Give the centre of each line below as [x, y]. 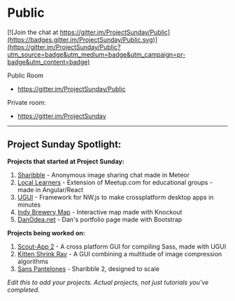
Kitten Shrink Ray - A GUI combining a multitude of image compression [120, 254]
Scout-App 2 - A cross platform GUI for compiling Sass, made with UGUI [122, 247]
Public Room [26, 75]
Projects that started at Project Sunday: [66, 161]
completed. [23, 289]
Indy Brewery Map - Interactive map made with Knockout [100, 212]
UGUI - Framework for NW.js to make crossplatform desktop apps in [115, 197]
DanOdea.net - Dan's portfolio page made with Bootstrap [100, 219]
